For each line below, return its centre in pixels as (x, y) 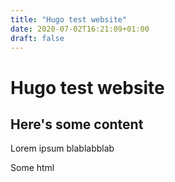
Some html (32, 168)
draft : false (37, 38)
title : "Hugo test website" (69, 19)
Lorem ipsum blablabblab (62, 148)
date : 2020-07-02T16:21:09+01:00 (80, 29)
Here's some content (77, 124)
